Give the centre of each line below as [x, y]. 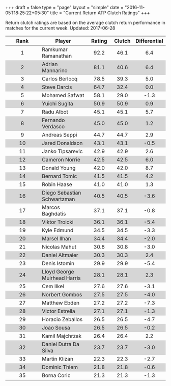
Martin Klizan [58, 359]
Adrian [50, 64]
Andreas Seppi [60, 135]
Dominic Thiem [60, 367]
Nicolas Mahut [59, 247]
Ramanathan [57, 56]
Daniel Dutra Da [61, 344]
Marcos [51, 207]
